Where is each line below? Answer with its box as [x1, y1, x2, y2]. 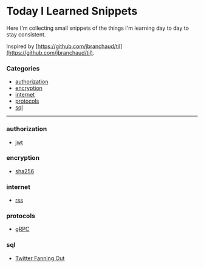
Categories [6, 64, 40, 72]
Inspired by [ [6, 43, 38, 50]
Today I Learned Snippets [6, 4, 138, 18]
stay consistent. [6, 30, 46, 38]
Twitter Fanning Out [15, 254, 65, 262]
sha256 [15, 167, 35, 174]
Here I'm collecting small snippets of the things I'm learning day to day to [6, 24, 189, 32]
